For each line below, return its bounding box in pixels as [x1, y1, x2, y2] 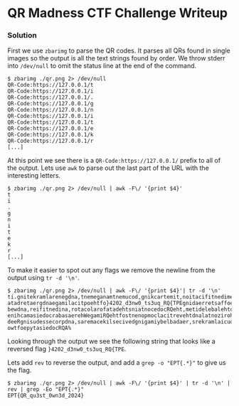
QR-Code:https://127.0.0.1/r [7, 137, 94, 145]
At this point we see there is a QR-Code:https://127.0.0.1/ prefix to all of [7, 156, 221, 165]
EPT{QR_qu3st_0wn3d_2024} [7, 392, 84, 400]
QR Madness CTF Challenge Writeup [7, 5, 228, 21]
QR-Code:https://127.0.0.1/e [7, 125, 94, 132]
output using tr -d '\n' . [7, 274, 80, 282]
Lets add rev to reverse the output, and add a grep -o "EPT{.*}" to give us [7, 358, 226, 367]
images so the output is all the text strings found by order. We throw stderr [7, 54, 225, 63]
